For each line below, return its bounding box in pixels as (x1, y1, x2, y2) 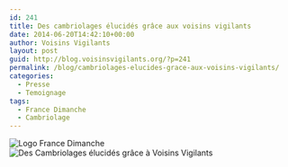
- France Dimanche (17, 105, 87, 114)
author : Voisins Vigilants (9, 38, 111, 48)
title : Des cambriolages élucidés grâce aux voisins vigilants (9, 22, 252, 31)
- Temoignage (17, 88, 67, 97)
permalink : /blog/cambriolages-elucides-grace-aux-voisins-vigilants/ (9, 64, 280, 73)
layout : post (9, 47, 58, 56)
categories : (9, 72, 54, 81)
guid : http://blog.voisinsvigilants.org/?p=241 (9, 55, 192, 64)
